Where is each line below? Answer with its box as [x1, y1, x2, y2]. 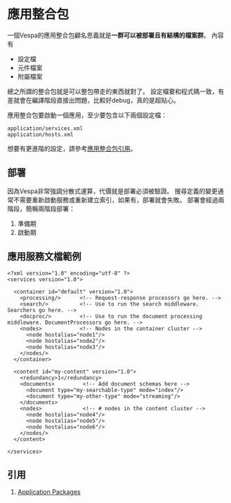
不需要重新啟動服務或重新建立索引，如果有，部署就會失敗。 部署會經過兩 [13, 195, 225, 204]
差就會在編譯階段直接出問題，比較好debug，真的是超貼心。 [7, 96, 180, 104]
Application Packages [17, 488, 81, 496]
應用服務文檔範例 [7, 251, 81, 263]
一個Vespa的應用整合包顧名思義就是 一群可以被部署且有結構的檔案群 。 [7, 31, 211, 39]
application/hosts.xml [7, 131, 74, 138]
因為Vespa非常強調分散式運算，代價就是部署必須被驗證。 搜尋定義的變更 [7, 187, 218, 195]
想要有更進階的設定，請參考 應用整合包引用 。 [7, 144, 137, 152]
